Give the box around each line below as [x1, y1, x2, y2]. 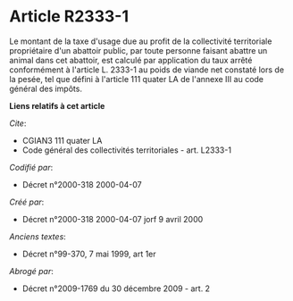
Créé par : [9, 196, 45, 207]
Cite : [9, 118, 27, 129]
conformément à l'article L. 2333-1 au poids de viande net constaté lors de [9, 64, 284, 75]
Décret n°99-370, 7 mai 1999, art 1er [21, 248, 156, 259]
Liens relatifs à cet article [9, 100, 105, 111]
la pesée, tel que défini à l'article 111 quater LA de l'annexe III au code [9, 73, 264, 84]
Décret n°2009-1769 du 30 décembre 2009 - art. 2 [21, 283, 211, 294]
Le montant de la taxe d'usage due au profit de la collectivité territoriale [9, 36, 272, 46]
